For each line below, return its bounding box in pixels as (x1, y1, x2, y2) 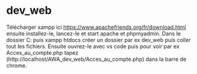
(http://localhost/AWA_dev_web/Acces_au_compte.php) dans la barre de (6, 55, 187, 63)
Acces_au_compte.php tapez (6, 49, 79, 56)
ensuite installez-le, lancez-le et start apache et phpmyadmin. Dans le (6, 29, 181, 37)
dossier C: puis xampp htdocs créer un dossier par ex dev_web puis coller (6, 36, 191, 43)
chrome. (6, 61, 27, 69)
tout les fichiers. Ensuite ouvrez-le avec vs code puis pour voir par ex (6, 43, 180, 50)
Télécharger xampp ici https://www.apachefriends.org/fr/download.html (6, 23, 186, 31)
